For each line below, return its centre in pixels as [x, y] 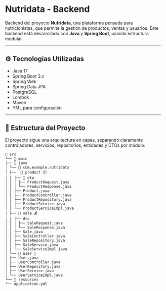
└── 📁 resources [22, 279]
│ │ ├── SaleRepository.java [35, 240]
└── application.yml [26, 284]
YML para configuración [37, 108]
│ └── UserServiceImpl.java [34, 275]
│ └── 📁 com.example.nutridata [37, 167]
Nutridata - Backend [47, 9]
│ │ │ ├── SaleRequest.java [34, 223]
